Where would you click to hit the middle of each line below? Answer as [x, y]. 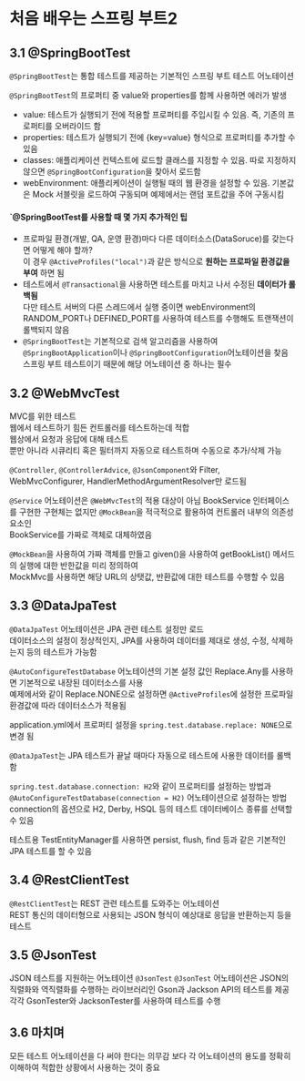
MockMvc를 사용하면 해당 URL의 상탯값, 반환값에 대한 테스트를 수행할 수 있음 [147, 577]
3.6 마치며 [37, 1032]
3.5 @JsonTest [53, 956]
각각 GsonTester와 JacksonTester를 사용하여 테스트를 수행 [115, 1001]
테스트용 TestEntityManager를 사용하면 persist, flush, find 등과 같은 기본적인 [148, 840]
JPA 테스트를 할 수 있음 [51, 851]
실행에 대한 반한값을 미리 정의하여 [78, 566]
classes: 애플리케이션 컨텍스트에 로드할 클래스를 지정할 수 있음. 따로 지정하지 [159, 160]
